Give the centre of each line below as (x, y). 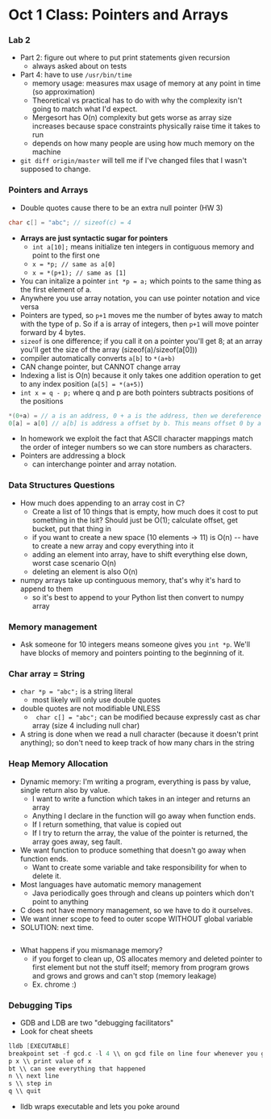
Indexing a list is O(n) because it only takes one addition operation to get (140, 375)
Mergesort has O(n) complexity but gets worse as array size (132, 118)
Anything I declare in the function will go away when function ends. (144, 815)
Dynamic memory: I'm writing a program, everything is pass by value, (135, 782)
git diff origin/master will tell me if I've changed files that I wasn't (133, 161)
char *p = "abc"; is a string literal (76, 691)
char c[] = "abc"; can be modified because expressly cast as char (148, 717)
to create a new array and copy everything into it (113, 546)
